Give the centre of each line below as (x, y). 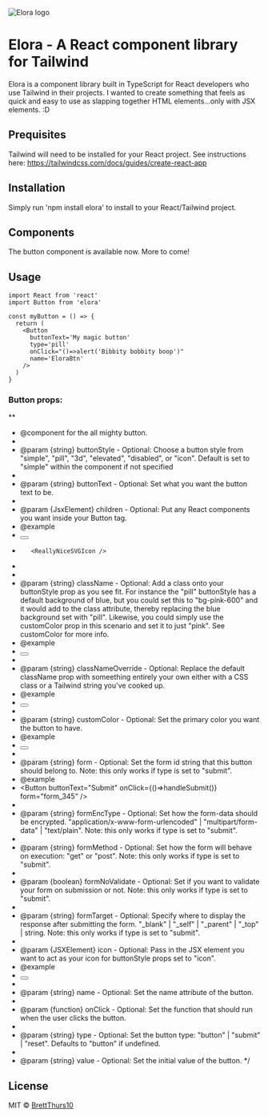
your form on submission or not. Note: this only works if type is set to (134, 890)
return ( (30, 324)
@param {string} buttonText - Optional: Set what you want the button (134, 484)
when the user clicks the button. (73, 1018)
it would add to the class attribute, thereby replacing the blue (120, 609)
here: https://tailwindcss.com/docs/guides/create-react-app (108, 162)
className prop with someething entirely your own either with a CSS (134, 677)
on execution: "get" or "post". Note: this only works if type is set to (130, 856)
